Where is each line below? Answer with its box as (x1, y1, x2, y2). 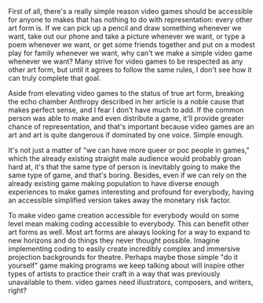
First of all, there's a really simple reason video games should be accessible (8, 7, 254, 16)
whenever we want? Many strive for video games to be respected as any (8, 57, 243, 66)
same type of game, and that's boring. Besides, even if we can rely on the (8, 170, 247, 180)
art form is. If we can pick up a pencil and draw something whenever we (8, 24, 242, 32)
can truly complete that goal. (8, 74, 101, 82)
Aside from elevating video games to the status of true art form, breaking (8, 89, 245, 97)
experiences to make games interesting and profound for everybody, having (8, 188, 254, 196)
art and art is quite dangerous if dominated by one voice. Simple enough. (8, 130, 244, 140)
